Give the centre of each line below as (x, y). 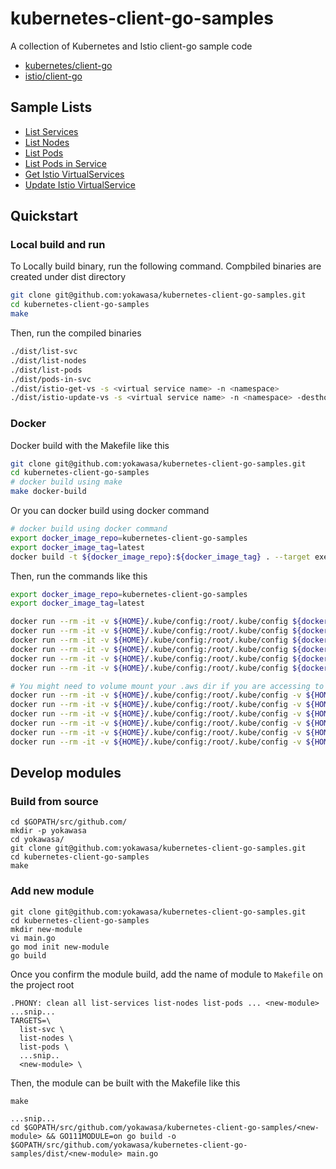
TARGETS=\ (31, 1020)
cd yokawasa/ (37, 840)
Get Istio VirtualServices (74, 174)
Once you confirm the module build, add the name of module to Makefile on (166, 974)
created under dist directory (68, 277)
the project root (42, 984)
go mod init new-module (60, 947)
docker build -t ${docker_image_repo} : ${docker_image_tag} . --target (160, 557)
